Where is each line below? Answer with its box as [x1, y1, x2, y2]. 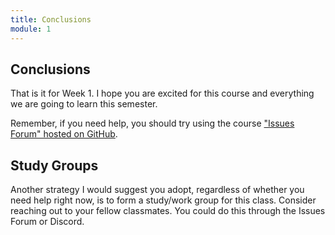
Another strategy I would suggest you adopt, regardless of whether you [10, 184, 305, 196]
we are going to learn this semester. [10, 98, 158, 110]
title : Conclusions [10, 14, 92, 25]
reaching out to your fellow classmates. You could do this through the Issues [10, 205, 326, 217]
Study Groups [10, 157, 99, 174]
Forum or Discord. [10, 216, 85, 228]
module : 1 [10, 24, 52, 34]
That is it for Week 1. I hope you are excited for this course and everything [10, 87, 315, 100]
